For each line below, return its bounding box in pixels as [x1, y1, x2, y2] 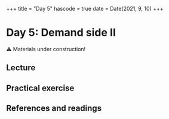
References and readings [6, 104, 102, 114]
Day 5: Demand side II [6, 26, 116, 39]
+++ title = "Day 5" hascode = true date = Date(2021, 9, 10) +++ [6, 5, 164, 12]
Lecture [6, 62, 36, 73]
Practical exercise [6, 83, 75, 93]
